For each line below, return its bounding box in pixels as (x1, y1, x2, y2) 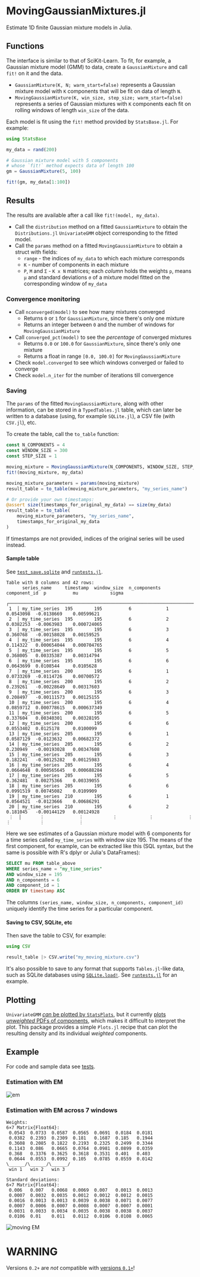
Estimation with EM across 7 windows (6, 1106, 118, 1114)
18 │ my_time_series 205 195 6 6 (8, 783, 169, 789)
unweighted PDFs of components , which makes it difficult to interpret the (6, 1017, 186, 1024)
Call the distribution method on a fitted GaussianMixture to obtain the (14, 223, 187, 230)
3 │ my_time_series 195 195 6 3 (8, 627, 169, 633)
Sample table (6, 555, 40, 562)
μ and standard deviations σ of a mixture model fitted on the (23, 273, 170, 281)
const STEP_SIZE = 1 (6, 453, 58, 459)
